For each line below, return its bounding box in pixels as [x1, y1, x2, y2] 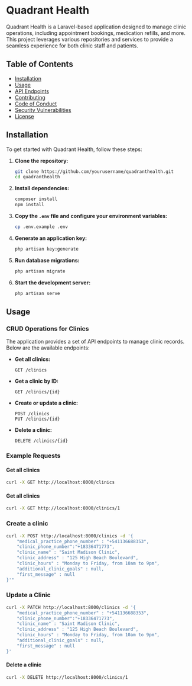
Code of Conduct [14, 100, 57, 107]
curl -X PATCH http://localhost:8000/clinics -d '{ [6, 604, 136, 610]
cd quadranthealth [14, 174, 60, 180]
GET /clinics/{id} [14, 389, 60, 395]
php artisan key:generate [14, 246, 79, 252]
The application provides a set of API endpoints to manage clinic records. [6, 338, 185, 345]
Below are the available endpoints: [6, 344, 90, 351]
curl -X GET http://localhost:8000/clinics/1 [6, 505, 120, 511]
